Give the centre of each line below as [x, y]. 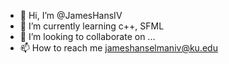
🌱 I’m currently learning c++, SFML [92, 26]
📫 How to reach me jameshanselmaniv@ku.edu [118, 48]
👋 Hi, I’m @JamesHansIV [71, 15]
